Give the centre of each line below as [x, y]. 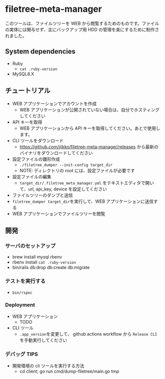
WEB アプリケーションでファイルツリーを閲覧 [59, 214]
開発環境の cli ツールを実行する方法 [48, 366]
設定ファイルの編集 [32, 177]
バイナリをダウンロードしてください [56, 153]
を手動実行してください [43, 340]
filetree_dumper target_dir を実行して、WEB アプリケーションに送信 [83, 201]
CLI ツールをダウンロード [38, 140]
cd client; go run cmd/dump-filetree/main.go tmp [69, 372]
